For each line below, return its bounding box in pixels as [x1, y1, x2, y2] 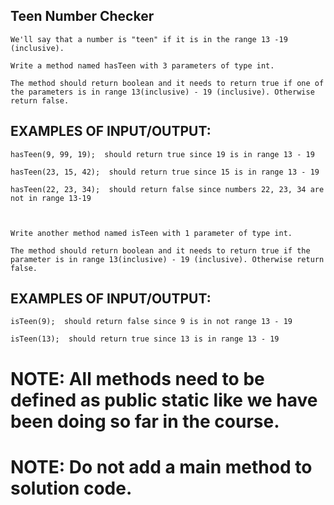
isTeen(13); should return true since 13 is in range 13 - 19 [10, 334, 280, 344]
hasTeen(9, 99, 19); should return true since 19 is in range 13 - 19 [10, 149, 315, 159]
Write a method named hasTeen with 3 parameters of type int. [10, 60, 275, 71]
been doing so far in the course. [10, 410, 280, 433]
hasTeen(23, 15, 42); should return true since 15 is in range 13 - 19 [10, 167, 320, 177]
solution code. [10, 477, 133, 499]
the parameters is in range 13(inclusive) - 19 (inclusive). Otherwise [10, 87, 315, 97]
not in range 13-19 [10, 193, 92, 203]
